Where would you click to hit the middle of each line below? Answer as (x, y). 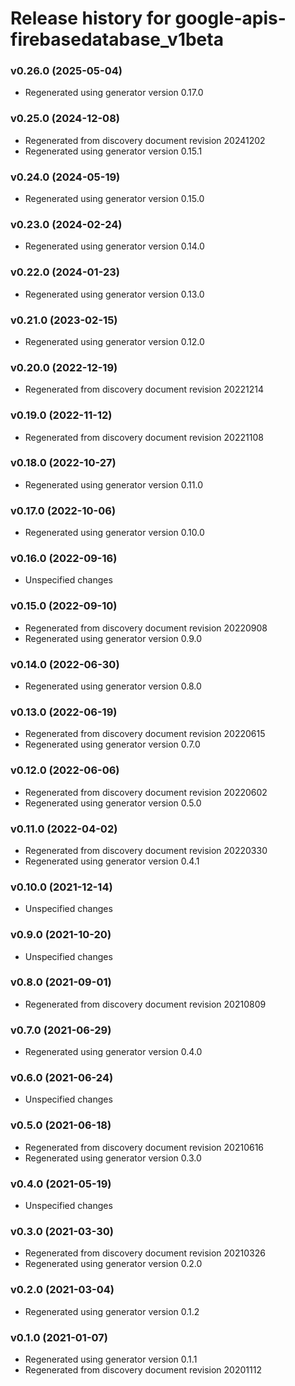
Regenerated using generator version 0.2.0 (113, 1264)
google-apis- (230, 18)
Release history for (91, 18)
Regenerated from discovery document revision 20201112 (143, 1369)
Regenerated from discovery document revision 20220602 (146, 792)
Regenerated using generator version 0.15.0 (114, 199)
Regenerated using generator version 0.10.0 (114, 533)
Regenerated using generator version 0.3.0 (113, 1158)
